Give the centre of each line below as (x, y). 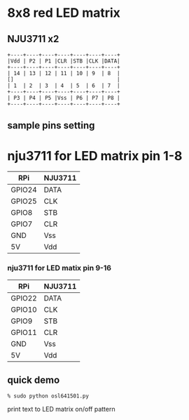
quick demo (34, 380)
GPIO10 (24, 309)
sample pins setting (51, 125)
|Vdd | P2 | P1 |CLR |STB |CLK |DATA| (64, 61)
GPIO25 (24, 202)
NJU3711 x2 (33, 39)
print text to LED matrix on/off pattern (61, 409)
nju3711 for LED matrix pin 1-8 (95, 156)
